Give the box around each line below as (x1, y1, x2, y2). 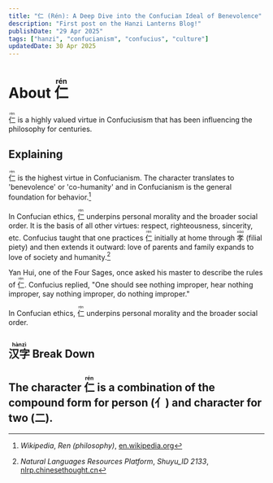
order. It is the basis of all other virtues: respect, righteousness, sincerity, (8, 221, 253, 231)
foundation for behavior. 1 (8, 191, 92, 202)
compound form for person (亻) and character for (8, 396, 262, 410)
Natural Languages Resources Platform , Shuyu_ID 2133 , (19, 457, 209, 467)
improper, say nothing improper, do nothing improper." (8, 289, 190, 299)
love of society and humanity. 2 (8, 250, 111, 261)
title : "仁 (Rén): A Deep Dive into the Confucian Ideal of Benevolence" (8, 11, 262, 20)
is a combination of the (97, 380, 215, 394)
